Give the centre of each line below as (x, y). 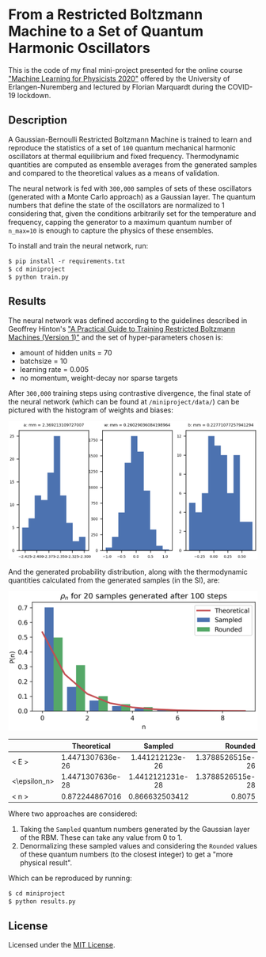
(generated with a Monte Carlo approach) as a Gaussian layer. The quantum (132, 196)
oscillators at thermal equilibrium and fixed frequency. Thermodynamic (124, 156)
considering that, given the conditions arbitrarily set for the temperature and (132, 213)
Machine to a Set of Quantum (106, 31)
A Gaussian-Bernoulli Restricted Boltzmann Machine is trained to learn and (130, 139)
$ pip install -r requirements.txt (67, 261)
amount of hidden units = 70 (66, 352)
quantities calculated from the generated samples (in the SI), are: (114, 580)
